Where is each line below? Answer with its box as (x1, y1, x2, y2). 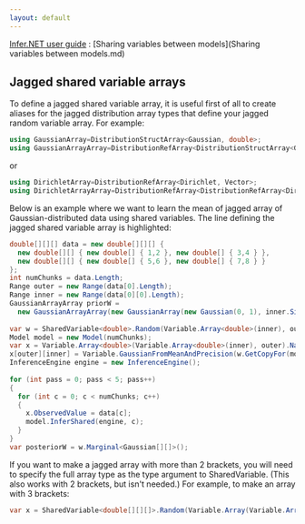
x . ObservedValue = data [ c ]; (25, 408, 132, 418)
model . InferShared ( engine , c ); (25, 418, 144, 427)
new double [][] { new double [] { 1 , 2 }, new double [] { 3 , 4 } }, (17, 247, 271, 257)
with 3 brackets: (9, 488, 70, 499)
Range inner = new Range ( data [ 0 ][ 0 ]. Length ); (9, 290, 184, 300)
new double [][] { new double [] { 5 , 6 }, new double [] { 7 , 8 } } (17, 257, 266, 266)
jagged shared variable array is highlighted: (9, 222, 172, 233)
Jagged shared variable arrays (9, 75, 186, 90)
